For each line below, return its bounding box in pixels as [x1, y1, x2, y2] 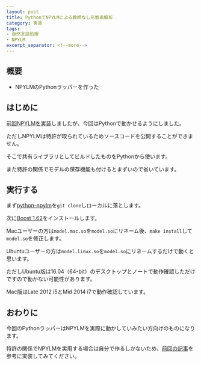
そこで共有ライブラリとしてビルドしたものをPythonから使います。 [6, 153, 171, 160]
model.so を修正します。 [6, 235, 64, 242]
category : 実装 [6, 20, 43, 26]
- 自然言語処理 [6, 31, 39, 37]
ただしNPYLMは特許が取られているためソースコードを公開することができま [6, 132, 194, 140]
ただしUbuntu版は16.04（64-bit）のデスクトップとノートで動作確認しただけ [6, 268, 196, 275]
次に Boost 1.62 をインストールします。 [6, 215, 100, 222]
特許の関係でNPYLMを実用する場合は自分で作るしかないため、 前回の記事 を [6, 345, 194, 352]
